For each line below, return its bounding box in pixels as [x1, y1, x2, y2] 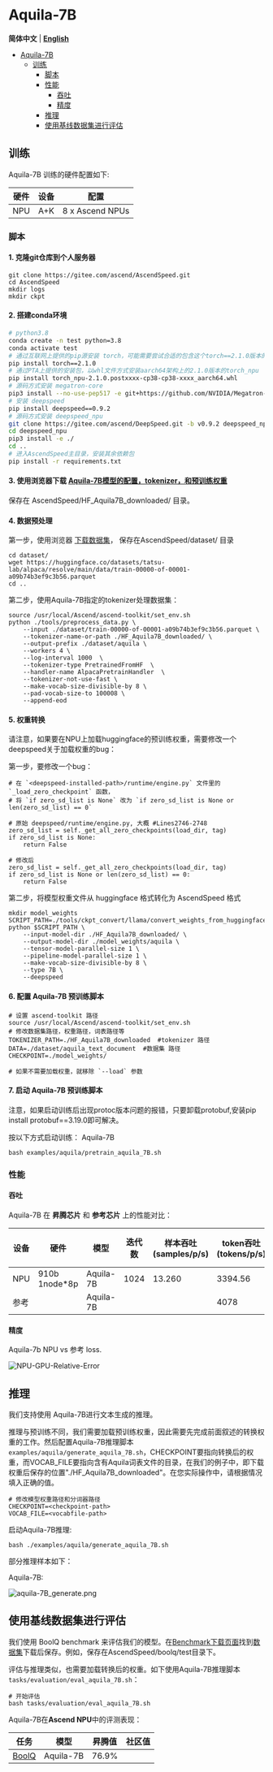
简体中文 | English [8, 33, 69, 43]
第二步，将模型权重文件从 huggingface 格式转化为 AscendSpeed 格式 [8, 893, 241, 903]
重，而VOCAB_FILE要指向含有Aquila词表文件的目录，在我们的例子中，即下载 [8, 1457, 265, 1467]
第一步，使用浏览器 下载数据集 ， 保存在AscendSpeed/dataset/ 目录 [8, 535, 234, 545]
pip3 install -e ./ [8, 434, 75, 443]
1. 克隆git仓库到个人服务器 [8, 253, 96, 262]
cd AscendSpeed [8, 278, 60, 286]
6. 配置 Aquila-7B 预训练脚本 [8, 992, 104, 1001]
